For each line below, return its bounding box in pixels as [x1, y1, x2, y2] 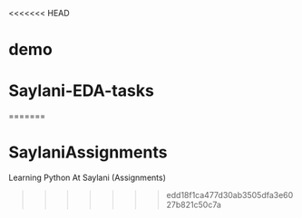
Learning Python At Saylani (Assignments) [8, 172, 167, 184]
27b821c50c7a [166, 199, 221, 211]
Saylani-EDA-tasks [8, 81, 155, 101]
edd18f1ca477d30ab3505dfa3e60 [166, 190, 294, 201]
